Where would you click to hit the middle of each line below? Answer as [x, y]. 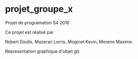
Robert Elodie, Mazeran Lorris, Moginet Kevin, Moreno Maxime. [69, 42]
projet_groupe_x [39, 9]
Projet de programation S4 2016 [37, 23]
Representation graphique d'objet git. [43, 51]
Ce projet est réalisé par [29, 32]
